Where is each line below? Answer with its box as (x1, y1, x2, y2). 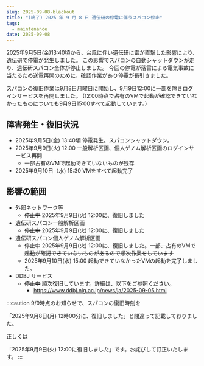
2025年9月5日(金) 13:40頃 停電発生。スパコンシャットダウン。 (15, 136, 173, 143)
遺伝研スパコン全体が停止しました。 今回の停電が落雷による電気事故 (16, 64, 189, 72)
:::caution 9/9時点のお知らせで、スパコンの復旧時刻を (6, 299, 141, 306)
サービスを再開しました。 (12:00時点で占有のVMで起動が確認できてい (16, 92, 192, 100)
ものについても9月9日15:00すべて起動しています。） (22, 100, 150, 107)
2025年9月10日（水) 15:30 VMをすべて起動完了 (15, 167, 133, 174)
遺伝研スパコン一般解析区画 (15, 219, 85, 226)
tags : (6, 20, 20, 26)
